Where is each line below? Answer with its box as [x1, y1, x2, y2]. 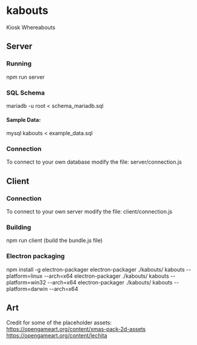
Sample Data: [6, 116, 41, 123]
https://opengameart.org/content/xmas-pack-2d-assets [6, 325, 146, 332]
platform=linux [6, 272, 43, 280]
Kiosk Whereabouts [6, 24, 56, 31]
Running [6, 59, 32, 68]
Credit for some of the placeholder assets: [6, 319, 112, 326]
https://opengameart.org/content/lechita [6, 332, 107, 339]
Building [6, 223, 32, 232]
